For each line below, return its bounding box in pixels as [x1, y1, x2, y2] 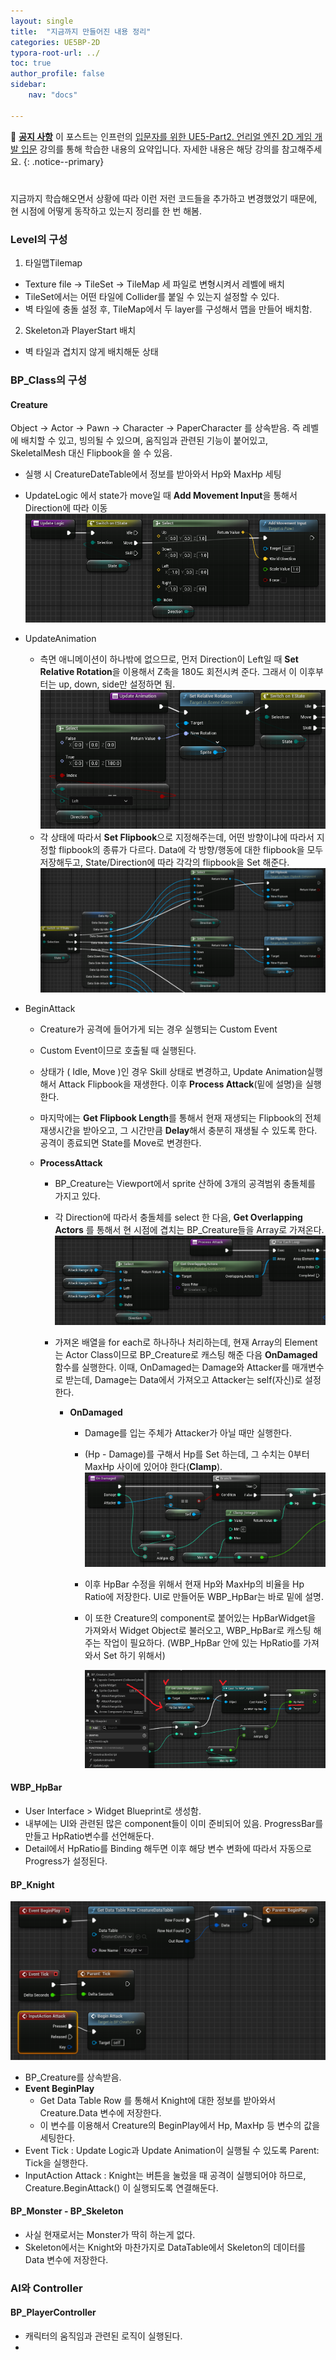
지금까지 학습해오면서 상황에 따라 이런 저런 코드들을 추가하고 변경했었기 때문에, [10, 192, 318, 204]
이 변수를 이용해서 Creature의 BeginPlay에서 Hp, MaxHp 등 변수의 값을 [39, 2119, 321, 2131]
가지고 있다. [54, 1190, 101, 1202]
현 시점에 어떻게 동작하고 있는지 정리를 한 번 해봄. [10, 205, 203, 217]
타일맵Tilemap [24, 257, 83, 269]
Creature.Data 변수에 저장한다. [39, 2106, 162, 2119]
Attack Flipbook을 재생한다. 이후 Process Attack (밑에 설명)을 [58, 1078, 303, 1090]
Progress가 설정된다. [24, 1855, 108, 1867]
